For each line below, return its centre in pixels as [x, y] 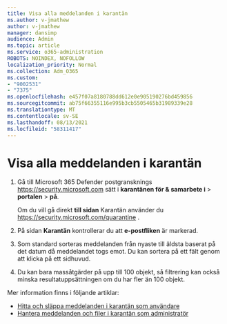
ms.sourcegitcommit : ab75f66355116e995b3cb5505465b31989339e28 [100, 103]
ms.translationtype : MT [41, 110]
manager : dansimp [32, 33]
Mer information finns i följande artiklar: [63, 293]
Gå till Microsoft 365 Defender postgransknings [85, 182]
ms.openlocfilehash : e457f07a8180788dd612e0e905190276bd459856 [100, 97]
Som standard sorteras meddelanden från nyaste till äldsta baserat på [116, 244]
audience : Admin [30, 39]
